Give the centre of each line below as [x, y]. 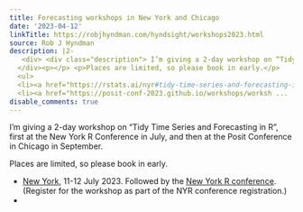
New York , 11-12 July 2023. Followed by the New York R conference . [149, 181]
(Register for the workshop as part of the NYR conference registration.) [155, 191]
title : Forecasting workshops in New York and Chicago [115, 18]
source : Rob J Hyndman [52, 43]
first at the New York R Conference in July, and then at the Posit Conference [151, 137]
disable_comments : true [54, 101]
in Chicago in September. [56, 146]
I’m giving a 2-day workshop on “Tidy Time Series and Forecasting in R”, [144, 127]
